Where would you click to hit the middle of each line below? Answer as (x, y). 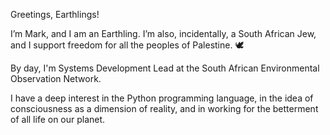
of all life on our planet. (58, 119)
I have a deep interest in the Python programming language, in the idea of (162, 98)
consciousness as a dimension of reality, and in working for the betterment (164, 108)
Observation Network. (56, 78)
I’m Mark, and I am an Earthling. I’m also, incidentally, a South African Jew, (163, 33)
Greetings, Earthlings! (55, 14)
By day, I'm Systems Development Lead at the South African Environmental (165, 68)
